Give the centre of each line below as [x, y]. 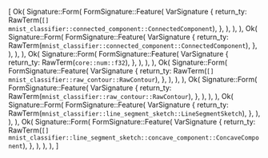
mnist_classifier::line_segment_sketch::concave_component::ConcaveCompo [134, 138]
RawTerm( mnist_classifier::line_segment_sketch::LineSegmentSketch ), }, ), [134, 113]
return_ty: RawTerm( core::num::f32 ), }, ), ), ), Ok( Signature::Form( [118, 62]
